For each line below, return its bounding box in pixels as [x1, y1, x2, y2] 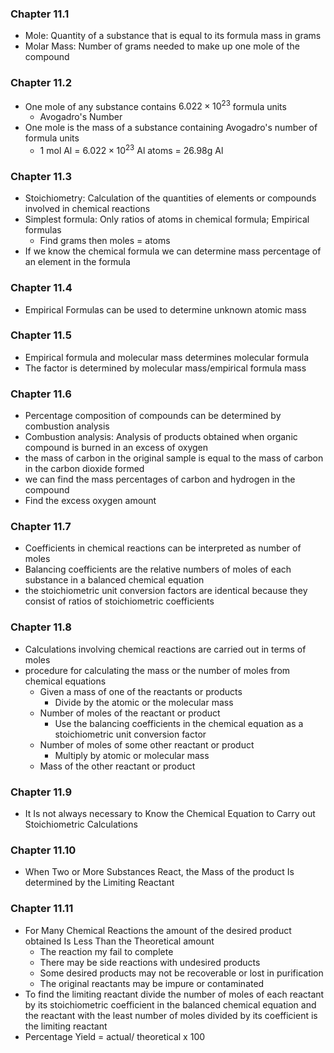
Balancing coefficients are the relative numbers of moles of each [24, 563, 292, 576]
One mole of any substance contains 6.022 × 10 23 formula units [24, 98, 287, 112]
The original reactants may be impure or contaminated [39, 977, 265, 989]
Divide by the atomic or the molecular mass [54, 696, 234, 708]
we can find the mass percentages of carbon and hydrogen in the [24, 473, 296, 486]
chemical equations [24, 675, 107, 687]
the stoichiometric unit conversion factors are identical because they [24, 585, 308, 597]
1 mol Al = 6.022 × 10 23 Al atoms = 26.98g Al [39, 143, 224, 156]
